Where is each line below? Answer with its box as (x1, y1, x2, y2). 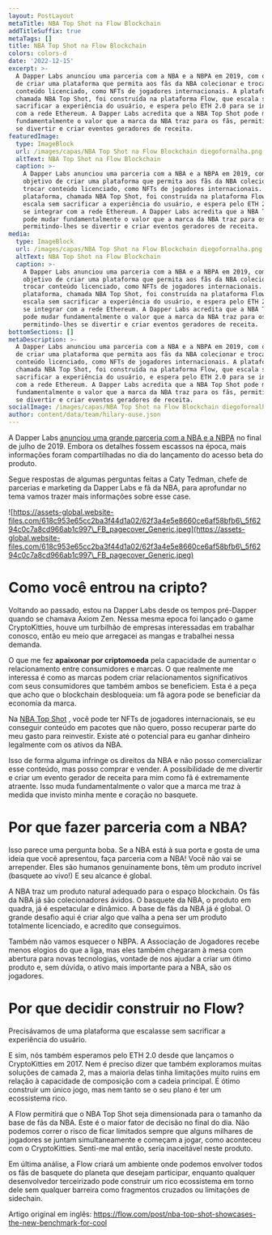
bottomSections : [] (8, 328, 74, 336)
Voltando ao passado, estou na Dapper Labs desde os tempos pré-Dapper (8, 605, 257, 615)
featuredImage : (8, 132, 60, 140)
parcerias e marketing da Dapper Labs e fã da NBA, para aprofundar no (8, 483, 247, 492)
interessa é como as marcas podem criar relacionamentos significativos (8, 673, 249, 682)
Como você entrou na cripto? (8, 579, 208, 597)
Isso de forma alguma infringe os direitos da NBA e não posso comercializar (8, 755, 262, 765)
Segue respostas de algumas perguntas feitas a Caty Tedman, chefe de (8, 474, 248, 484)
